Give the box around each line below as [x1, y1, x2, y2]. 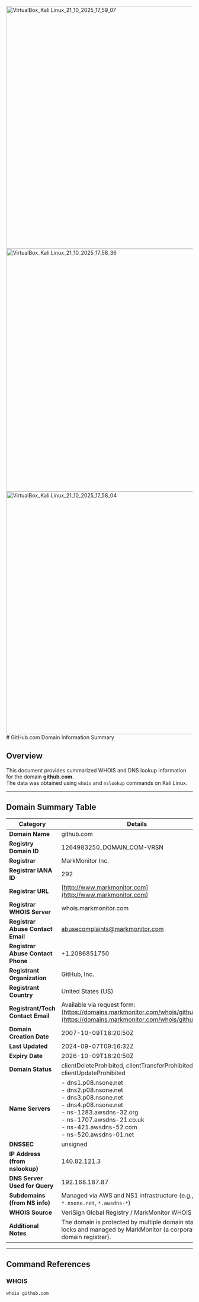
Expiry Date [9, 1051, 43, 1060]
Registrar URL [9, 887, 49, 895]
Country [9, 991, 33, 999]
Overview [6, 751, 43, 761]
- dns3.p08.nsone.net [61, 1093, 123, 1101]
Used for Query [9, 1181, 54, 1190]
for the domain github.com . [6, 773, 74, 780]
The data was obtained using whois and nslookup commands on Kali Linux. [6, 779, 188, 786]
